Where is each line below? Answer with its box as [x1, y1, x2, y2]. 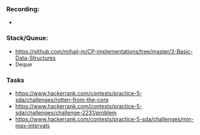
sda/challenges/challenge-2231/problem [15, 109, 117, 116]
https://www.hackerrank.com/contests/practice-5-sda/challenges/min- [15, 115, 194, 123]
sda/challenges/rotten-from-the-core [15, 96, 109, 103]
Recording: [6, 5, 40, 13]
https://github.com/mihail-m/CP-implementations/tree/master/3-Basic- [15, 47, 193, 55]
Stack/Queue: [6, 34, 49, 43]
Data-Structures [15, 54, 56, 61]
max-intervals [15, 122, 50, 129]
